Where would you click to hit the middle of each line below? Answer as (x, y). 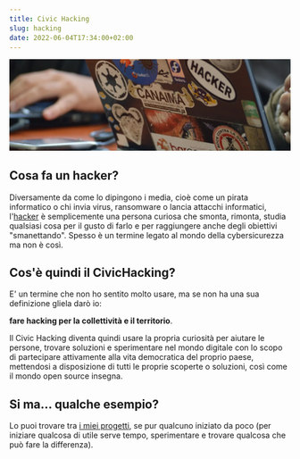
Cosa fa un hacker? (64, 175)
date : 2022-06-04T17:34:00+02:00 (71, 38)
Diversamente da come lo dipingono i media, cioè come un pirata (129, 197)
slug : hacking (36, 28)
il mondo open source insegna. (66, 376)
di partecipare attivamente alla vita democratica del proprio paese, (132, 357)
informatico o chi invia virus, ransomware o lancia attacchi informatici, (138, 206)
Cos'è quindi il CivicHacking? (92, 272)
